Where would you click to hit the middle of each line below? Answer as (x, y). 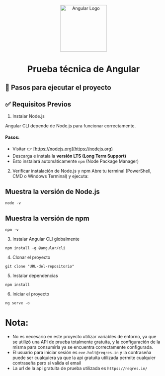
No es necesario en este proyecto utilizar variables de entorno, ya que (84, 337)
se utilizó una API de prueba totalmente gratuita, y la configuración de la (86, 342)
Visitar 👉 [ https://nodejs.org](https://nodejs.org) (63, 149)
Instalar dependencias (35, 276)
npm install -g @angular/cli (35, 248)
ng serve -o (17, 303)
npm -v (12, 230)
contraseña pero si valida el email (46, 363)
